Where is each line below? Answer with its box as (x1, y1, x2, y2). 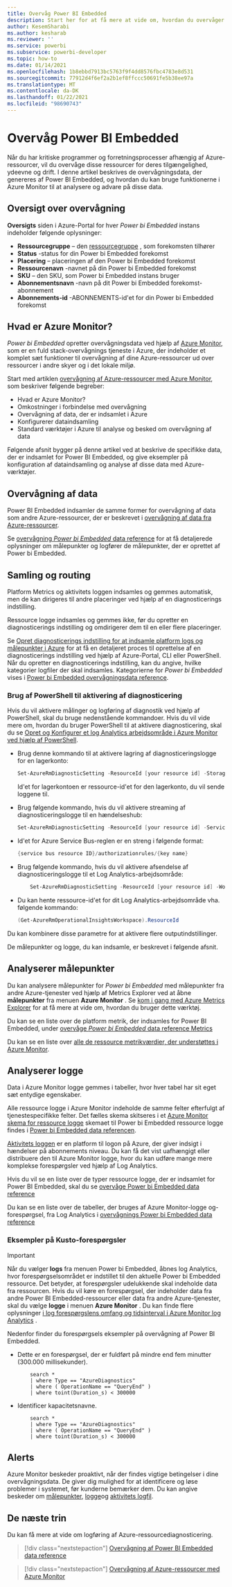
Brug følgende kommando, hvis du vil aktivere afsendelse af (17, 862, 189, 870)
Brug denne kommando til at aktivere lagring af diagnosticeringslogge (17, 749, 217, 757)
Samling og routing (7, 569, 91, 581)
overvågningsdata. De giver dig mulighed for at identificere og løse (7, 1478, 199, 1486)
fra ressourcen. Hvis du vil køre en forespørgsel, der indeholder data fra (7, 1286, 213, 1295)
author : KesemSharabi (7, 23, 70, 30)
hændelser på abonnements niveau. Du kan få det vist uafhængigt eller (7, 1147, 210, 1155)
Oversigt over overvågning (7, 202, 126, 215)
